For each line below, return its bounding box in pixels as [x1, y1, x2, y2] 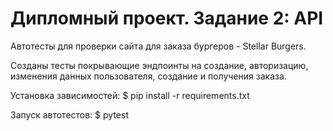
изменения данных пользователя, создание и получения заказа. [10, 70, 287, 82]
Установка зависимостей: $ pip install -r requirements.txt [10, 89, 250, 101]
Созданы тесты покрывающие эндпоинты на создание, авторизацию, [10, 59, 309, 71]
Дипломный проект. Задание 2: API [10, 7, 324, 30]
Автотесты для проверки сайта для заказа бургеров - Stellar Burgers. [10, 40, 307, 52]
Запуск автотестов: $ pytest [10, 108, 129, 121]
